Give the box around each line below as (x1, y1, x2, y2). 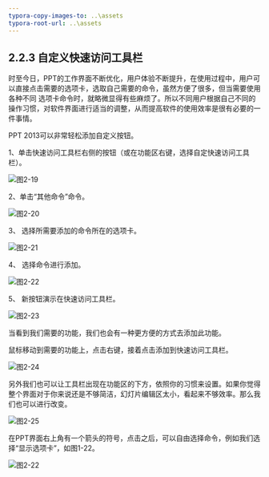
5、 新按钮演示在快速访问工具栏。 (8, 294, 120, 304)
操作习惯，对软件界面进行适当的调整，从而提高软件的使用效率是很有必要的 (8, 103, 254, 113)
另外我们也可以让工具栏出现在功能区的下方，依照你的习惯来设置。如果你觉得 (8, 379, 261, 389)
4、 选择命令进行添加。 (8, 260, 86, 269)
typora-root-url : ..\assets (8, 19, 102, 27)
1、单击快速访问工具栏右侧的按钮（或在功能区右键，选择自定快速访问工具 (8, 148, 250, 157)
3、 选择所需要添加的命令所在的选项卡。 (8, 226, 142, 236)
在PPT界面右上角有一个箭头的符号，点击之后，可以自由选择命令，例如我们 (8, 434, 254, 443)
